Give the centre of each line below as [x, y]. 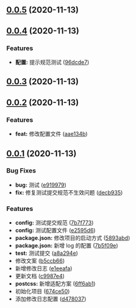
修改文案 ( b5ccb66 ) [40, 261]
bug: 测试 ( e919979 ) [41, 185]
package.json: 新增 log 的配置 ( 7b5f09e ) [66, 246]
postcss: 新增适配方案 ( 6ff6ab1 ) [55, 284]
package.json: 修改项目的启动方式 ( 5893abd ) [73, 238]
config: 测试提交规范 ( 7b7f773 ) [54, 223]
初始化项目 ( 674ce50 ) [42, 292]
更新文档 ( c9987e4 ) [40, 276]
